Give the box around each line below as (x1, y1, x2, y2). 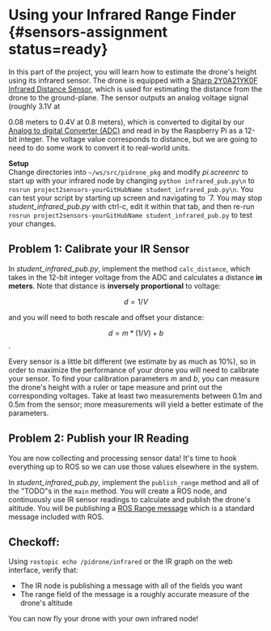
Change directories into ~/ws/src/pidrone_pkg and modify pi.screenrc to (8, 167, 249, 177)
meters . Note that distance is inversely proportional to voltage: (8, 281, 221, 291)
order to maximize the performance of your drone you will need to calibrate (8, 365, 260, 374)
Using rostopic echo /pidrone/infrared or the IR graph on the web (8, 556, 233, 566)
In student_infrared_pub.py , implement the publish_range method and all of (8, 477, 260, 487)
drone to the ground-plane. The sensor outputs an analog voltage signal (8, 92, 249, 102)
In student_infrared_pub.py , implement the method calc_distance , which (8, 263, 251, 273)
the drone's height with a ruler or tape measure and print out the (8, 382, 222, 392)
